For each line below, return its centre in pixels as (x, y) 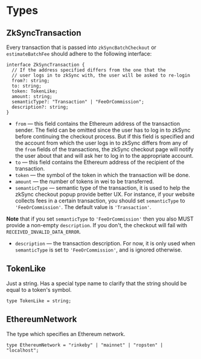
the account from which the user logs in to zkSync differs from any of (101, 143)
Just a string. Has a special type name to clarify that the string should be (97, 283)
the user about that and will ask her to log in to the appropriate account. (104, 156)
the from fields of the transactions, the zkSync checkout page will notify (104, 149)
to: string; (27, 86)
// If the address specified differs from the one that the (89, 70)
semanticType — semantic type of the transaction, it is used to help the (102, 188)
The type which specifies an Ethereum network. (66, 334)
